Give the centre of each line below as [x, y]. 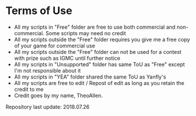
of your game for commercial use [55, 46]
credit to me [29, 89]
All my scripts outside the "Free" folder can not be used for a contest [98, 52]
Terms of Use [39, 11]
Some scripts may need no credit [86, 33]
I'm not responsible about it [47, 70]
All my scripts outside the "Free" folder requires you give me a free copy [102, 39]
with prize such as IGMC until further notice [67, 58]
